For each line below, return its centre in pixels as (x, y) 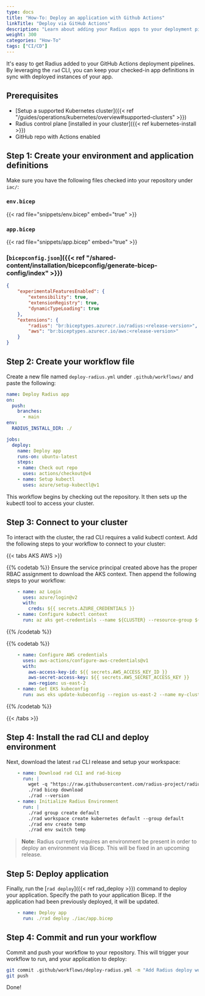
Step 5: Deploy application (57, 874)
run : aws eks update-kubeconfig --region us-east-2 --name (99, 695)
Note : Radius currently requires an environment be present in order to (109, 842)
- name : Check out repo (48, 468)
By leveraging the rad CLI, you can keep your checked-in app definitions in (100, 70)
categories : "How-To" (34, 40)
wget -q (38, 784)
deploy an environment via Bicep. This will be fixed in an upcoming (105, 848)
